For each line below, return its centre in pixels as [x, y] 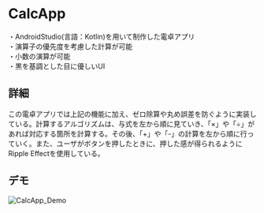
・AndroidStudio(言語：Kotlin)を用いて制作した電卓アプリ [102, 36]
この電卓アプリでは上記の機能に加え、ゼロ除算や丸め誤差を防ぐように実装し [132, 114]
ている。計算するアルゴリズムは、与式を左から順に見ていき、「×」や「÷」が [132, 124]
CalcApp [37, 14]
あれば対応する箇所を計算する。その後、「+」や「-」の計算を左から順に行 [128, 133]
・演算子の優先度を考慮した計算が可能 [70, 46]
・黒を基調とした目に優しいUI [57, 66]
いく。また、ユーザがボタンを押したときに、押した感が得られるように [128, 144]
